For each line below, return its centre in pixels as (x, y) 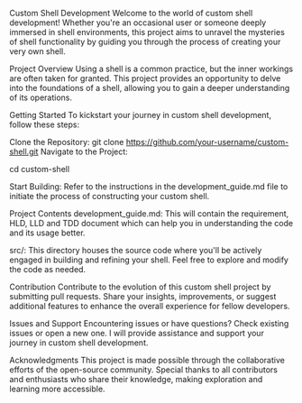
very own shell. (37, 51)
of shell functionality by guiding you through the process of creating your (145, 41)
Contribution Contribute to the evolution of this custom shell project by (140, 287)
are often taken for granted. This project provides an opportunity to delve (145, 78)
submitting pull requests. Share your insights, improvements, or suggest (143, 296)
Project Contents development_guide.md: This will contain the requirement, (149, 214)
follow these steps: (44, 124)
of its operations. (41, 97)
